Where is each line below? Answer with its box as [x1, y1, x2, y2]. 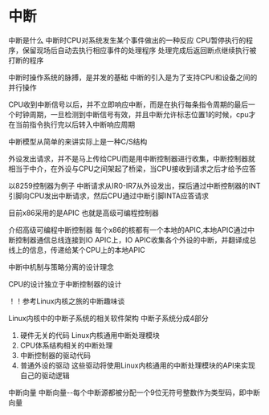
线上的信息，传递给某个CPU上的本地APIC [8, 245, 146, 254]
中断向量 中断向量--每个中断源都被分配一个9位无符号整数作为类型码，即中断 [8, 387, 261, 397]
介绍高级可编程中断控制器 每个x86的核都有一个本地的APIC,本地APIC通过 [8, 225, 248, 234]
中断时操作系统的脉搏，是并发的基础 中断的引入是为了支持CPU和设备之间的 [8, 72, 258, 82]
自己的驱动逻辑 [19, 370, 70, 380]
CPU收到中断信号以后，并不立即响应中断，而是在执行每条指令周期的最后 [8, 100, 249, 109]
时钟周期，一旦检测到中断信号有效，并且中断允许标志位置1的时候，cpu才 [14, 109, 256, 119]
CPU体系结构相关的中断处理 [19, 340, 113, 350]
